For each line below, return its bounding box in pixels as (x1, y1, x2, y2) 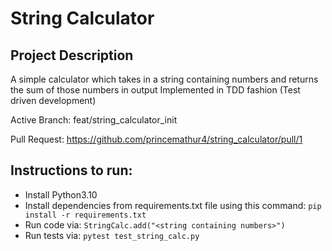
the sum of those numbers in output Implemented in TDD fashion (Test (10, 84, 301, 96)
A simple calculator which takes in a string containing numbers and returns (10, 73, 319, 85)
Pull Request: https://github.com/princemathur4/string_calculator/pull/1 (10, 133, 303, 145)
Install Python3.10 (24, 188, 98, 201)
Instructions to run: (10, 162, 133, 179)
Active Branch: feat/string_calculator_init (10, 114, 178, 126)
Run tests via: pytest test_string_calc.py (24, 229, 200, 241)
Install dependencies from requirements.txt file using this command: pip (24, 199, 322, 211)
